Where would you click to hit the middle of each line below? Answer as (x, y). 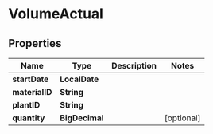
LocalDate (79, 79)
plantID (26, 105)
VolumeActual (56, 14)
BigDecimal (81, 118)
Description (134, 66)
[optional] (182, 118)
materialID (32, 92)
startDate (31, 79)
